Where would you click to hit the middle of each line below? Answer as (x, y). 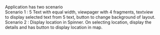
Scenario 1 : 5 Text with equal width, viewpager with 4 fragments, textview (79, 12)
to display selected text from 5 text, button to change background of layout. (80, 17)
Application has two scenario (34, 7)
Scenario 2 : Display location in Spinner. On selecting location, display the (78, 22)
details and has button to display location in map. (54, 27)
